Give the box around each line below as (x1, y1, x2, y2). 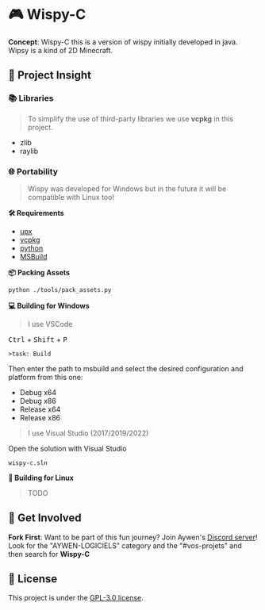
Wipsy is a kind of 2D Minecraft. (8, 45, 113, 55)
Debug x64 (19, 387, 57, 397)
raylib (19, 146, 39, 155)
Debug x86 (19, 396, 57, 405)
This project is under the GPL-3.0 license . (8, 593, 144, 603)
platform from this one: (8, 372, 83, 382)
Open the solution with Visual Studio (8, 443, 127, 453)
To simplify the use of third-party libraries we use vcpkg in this (27, 113, 234, 123)
